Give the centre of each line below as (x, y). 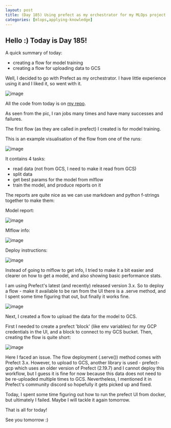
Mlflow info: (18, 230)
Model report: (20, 211)
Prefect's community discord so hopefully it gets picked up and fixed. (79, 385)
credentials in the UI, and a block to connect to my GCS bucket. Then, (79, 332)
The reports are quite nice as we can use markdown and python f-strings (82, 195)
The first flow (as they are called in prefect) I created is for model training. (83, 129)
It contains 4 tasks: (25, 159)
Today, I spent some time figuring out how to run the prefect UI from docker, (86, 395)
